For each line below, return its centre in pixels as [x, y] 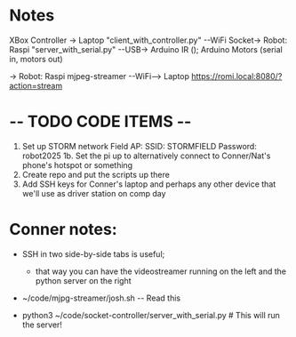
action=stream [36, 85]
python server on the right [83, 280]
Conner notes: [63, 230]
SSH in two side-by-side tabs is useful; [93, 253]
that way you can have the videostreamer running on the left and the [161, 271]
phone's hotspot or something [77, 164]
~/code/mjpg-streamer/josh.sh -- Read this [101, 298]
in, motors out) [36, 59]
